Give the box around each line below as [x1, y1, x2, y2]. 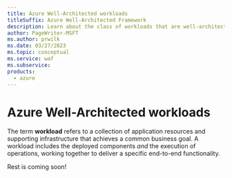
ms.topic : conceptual [7, 49, 70, 56]
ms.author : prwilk [7, 36, 60, 43]
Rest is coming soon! [7, 163, 67, 171]
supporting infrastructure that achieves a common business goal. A [7, 134, 199, 143]
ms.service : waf [7, 55, 54, 62]
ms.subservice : [7, 62, 51, 69]
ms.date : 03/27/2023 [7, 42, 67, 49]
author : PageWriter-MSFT [7, 29, 79, 37]
